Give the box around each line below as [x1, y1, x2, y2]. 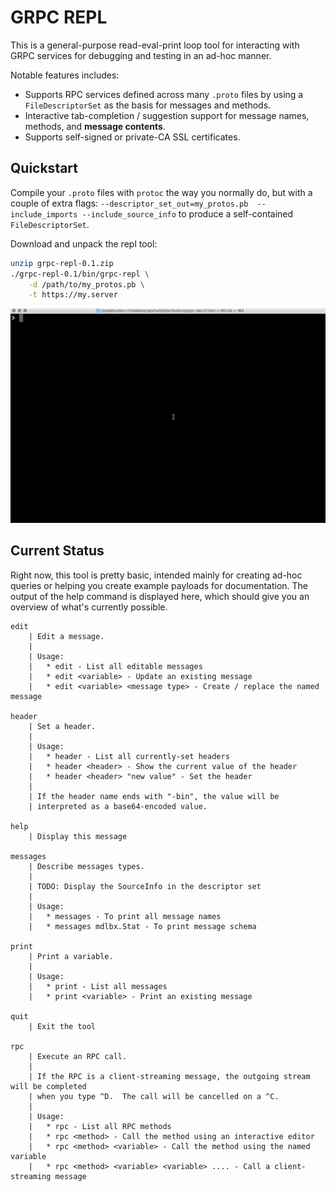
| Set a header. [28, 721, 97, 731]
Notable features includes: [10, 69, 120, 81]
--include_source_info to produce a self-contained [81, 207, 294, 220]
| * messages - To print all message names [28, 911, 222, 921]
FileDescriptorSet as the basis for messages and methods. [24, 99, 272, 111]
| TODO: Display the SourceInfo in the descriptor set [28, 881, 262, 891]
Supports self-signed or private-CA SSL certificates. [24, 131, 241, 143]
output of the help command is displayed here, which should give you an [10, 590, 310, 602]
